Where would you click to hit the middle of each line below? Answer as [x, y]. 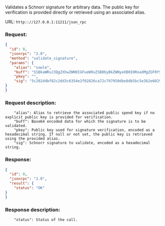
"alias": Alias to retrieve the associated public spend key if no [84, 113]
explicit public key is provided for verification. [59, 117]
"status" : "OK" [29, 188]
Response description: [33, 209]
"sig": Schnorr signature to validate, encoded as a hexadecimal [82, 143]
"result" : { [22, 183]
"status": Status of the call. [46, 220]
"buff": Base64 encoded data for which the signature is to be [80, 122]
